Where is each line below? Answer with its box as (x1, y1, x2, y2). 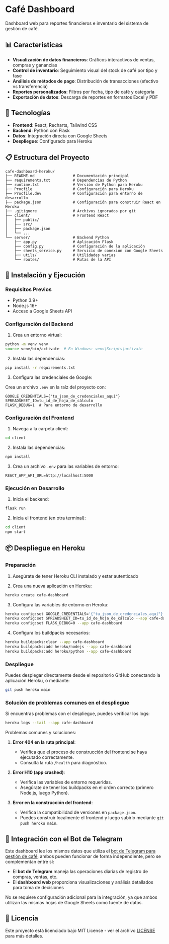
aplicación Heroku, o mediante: (5, 678, 70, 684)
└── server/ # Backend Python (5, 235, 109, 240)
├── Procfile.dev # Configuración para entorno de (5, 191, 143, 196)
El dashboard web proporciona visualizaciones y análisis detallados (12, 879, 153, 885)
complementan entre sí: (5, 858, 54, 864)
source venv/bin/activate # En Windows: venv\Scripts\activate (5, 346, 143, 352)
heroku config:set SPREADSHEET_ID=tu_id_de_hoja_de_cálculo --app (5, 616, 147, 621)
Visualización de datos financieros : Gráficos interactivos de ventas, (12, 56, 155, 62)
